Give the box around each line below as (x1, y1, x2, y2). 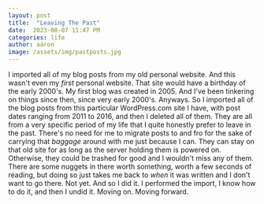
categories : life (8, 33, 65, 42)
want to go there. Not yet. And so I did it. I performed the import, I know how (8, 179, 256, 187)
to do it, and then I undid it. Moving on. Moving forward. (8, 187, 189, 196)
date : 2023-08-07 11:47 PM (8, 26, 101, 34)
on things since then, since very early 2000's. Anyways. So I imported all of (8, 95, 254, 104)
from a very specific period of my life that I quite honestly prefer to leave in (8, 120, 251, 129)
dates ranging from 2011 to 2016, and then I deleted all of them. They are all (8, 112, 253, 121)
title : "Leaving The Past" (8, 19, 101, 27)
